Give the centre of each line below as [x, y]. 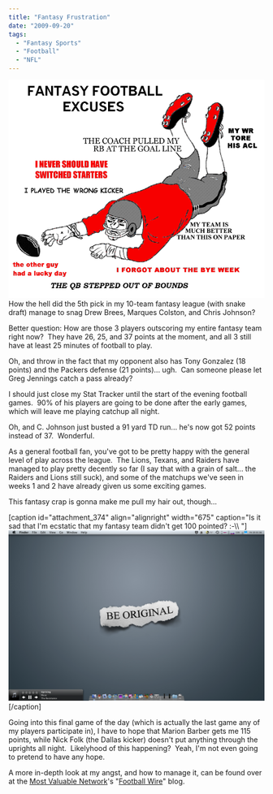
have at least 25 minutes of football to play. [80, 346]
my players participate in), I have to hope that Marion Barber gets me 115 [130, 731]
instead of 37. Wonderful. [52, 436]
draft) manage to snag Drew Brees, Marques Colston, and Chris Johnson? [132, 313]
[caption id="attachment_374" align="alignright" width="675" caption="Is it [135, 518]
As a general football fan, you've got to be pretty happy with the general [129, 451]
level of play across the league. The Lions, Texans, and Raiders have [124, 460]
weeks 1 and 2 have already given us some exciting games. [108, 486]
